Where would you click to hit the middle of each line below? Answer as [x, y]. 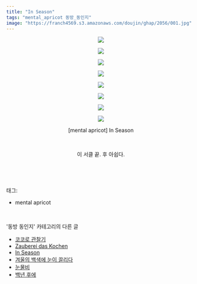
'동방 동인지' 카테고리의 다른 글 [42, 227]
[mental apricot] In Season [101, 131]
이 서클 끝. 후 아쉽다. [101, 155]
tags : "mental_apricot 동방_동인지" [49, 17]
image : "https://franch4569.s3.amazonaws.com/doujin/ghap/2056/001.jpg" [99, 23]
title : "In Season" [31, 12]
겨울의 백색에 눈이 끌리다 [44, 260]
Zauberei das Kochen [41, 246]
